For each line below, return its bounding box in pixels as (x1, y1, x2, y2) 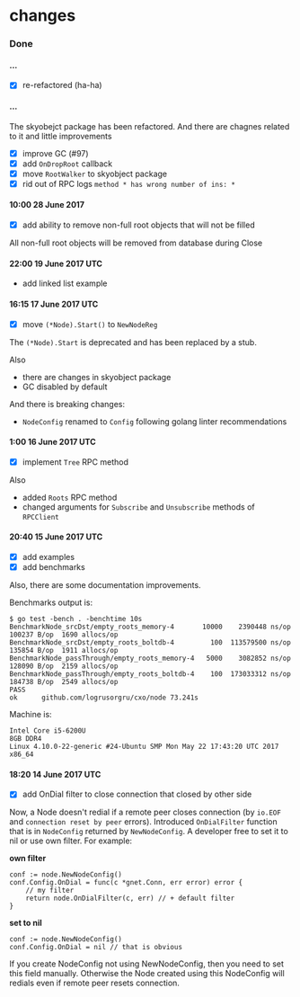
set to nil (9, 918, 42, 929)
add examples (22, 552, 75, 563)
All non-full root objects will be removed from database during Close (9, 237, 263, 248)
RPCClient (22, 512, 60, 521)
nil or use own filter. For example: (9, 835, 133, 846)
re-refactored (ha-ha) (22, 80, 102, 91)
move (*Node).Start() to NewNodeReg (22, 318, 158, 329)
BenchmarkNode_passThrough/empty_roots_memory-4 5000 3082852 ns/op (9, 654, 292, 663)
